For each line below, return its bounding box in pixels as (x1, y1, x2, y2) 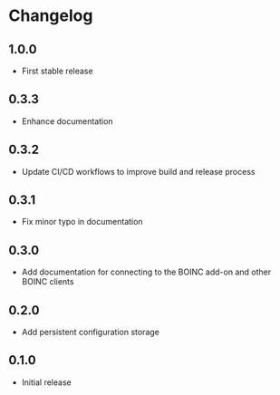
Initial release (21, 377, 72, 388)
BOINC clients (21, 276, 74, 287)
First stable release (21, 65, 93, 76)
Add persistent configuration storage (21, 327, 160, 338)
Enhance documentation (21, 115, 114, 127)
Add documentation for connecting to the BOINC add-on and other (21, 266, 272, 277)
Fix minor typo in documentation (21, 217, 143, 227)
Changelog (8, 5, 93, 26)
